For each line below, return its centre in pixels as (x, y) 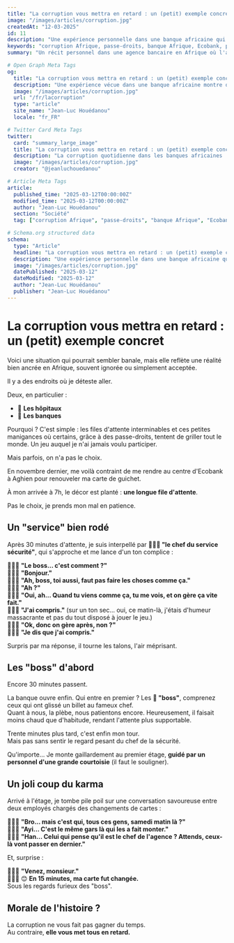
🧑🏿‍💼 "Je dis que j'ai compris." (51, 632)
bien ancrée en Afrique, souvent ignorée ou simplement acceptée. (102, 367)
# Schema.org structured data (51, 233)
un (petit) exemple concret (86, 341)
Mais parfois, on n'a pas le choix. (55, 458)
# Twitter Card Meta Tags (45, 130)
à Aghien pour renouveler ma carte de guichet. (74, 478)
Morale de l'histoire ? (54, 908)
